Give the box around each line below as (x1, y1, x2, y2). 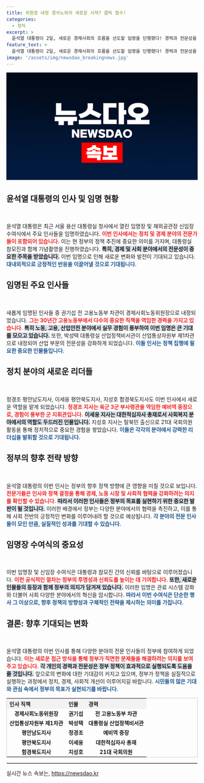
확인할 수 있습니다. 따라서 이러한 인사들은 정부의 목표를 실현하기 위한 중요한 (12, 497, 189, 504)
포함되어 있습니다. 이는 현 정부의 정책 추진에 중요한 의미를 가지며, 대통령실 (17, 238, 192, 245)
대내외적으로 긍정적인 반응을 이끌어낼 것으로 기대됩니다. (6, 261, 137, 268)
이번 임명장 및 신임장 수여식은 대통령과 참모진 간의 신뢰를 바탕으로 (6, 569, 162, 576)
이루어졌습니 (163, 569, 193, 576)
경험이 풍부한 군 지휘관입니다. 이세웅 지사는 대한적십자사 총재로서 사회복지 (14, 411, 188, 418)
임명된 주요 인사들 (6, 280, 69, 290)
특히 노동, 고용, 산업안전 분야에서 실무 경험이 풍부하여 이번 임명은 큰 (24, 324, 182, 331)
